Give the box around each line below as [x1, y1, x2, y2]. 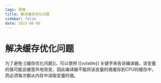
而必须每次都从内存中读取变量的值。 [5, 73, 79, 79]
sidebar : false [5, 16, 36, 21]
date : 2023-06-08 [5, 21, 41, 26]
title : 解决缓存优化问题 [5, 12, 50, 17]
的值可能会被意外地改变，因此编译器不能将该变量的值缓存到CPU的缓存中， [5, 66, 156, 72]
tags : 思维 [5, 7, 26, 12]
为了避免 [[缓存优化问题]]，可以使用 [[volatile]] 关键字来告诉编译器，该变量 [5, 61, 156, 66]
